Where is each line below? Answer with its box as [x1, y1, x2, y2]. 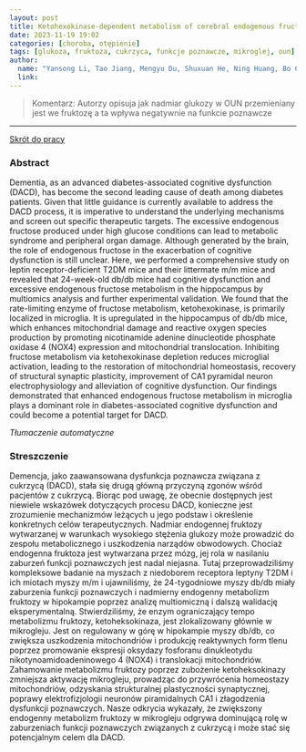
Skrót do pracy [9, 133, 66, 144]
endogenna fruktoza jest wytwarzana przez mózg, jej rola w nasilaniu [9, 548, 270, 559]
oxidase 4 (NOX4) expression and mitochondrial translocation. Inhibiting [9, 342, 280, 353]
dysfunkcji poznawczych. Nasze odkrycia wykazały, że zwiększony [9, 703, 262, 714]
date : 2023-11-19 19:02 [9, 30, 100, 39]
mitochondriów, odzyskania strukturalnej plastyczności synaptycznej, [9, 684, 270, 695]
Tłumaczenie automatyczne [9, 428, 115, 438]
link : [17, 73, 39, 82]
